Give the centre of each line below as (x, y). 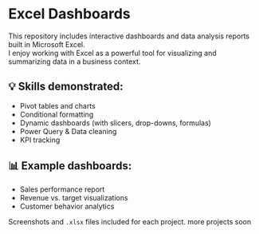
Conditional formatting (57, 114)
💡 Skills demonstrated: (66, 87)
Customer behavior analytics (67, 206)
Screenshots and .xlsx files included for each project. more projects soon (130, 221)
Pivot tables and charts (57, 105)
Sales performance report (62, 189)
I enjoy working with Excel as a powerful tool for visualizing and (112, 53)
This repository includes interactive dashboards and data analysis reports (129, 36)
